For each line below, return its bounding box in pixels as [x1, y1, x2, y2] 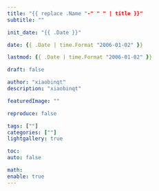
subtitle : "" [7, 17, 45, 23]
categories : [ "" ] [7, 129, 57, 136]
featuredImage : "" [7, 97, 60, 104]
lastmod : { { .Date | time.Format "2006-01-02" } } [7, 54, 153, 61]
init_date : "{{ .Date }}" [7, 29, 81, 36]
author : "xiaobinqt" [7, 79, 67, 86]
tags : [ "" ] [7, 122, 39, 130]
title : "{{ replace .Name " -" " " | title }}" [7, 10, 143, 17]
